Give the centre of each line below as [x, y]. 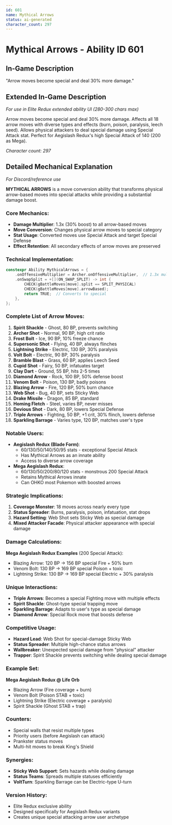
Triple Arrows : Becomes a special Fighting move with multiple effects [87, 598]
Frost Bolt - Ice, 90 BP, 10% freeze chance [58, 338]
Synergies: [20, 759]
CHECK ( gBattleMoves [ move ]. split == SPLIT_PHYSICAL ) [80, 285]
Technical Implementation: [40, 259]
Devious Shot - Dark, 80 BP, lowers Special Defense [68, 409]
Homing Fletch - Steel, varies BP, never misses [63, 404]
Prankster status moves [38, 741]
